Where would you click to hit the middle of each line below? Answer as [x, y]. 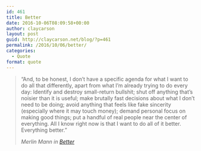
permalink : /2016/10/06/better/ [46, 46]
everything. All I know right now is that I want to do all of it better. [101, 123]
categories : [21, 51]
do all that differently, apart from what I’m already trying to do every [104, 85]
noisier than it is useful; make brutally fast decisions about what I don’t [108, 98]
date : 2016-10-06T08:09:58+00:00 [48, 23]
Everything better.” [44, 130]
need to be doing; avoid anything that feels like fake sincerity [96, 104]
